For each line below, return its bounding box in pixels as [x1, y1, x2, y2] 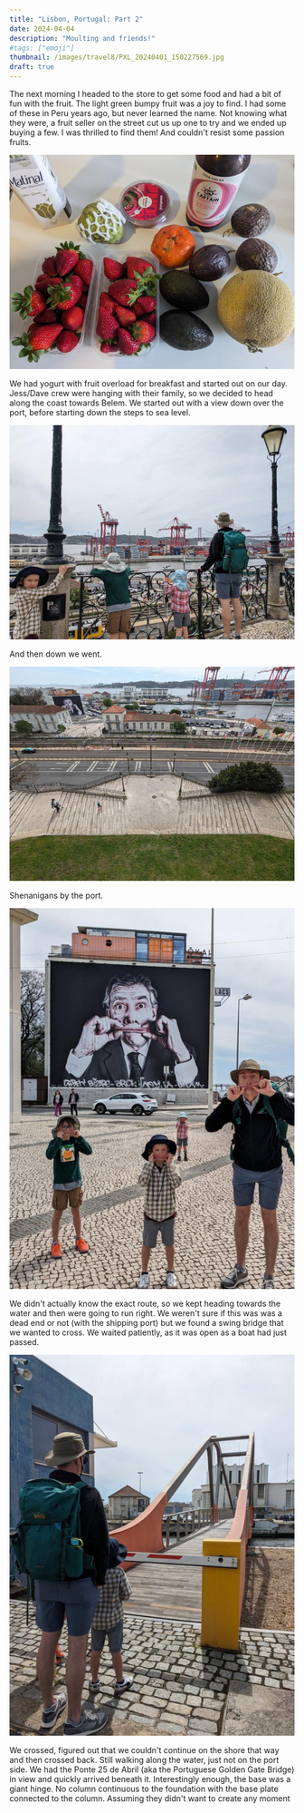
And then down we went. [9, 648, 102, 659]
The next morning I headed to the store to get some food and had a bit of [9, 89, 282, 99]
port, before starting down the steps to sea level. [9, 407, 192, 417]
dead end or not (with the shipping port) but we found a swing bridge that [9, 1318, 284, 1328]
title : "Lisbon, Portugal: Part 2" [9, 15, 144, 24]
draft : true [9, 63, 54, 72]
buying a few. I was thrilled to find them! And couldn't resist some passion [9, 127, 285, 138]
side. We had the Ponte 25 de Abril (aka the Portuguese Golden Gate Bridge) [9, 1764, 295, 1775]
